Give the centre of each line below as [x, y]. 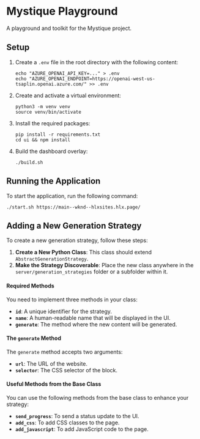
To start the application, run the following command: [72, 196]
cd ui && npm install [43, 140]
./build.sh [29, 162]
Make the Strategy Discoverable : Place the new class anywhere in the [104, 265]
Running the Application [54, 181]
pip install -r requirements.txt [58, 135]
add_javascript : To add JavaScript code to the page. [82, 429]
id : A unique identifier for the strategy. [63, 311]
